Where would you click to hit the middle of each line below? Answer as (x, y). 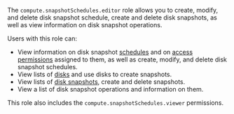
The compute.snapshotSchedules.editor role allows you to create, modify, (113, 10)
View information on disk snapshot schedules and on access (105, 52)
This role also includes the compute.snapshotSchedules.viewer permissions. (116, 103)
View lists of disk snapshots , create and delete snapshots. (101, 82)
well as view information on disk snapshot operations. (85, 25)
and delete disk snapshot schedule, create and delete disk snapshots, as (112, 17)
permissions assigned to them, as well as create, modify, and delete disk (122, 59)
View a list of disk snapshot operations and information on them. (110, 89)
